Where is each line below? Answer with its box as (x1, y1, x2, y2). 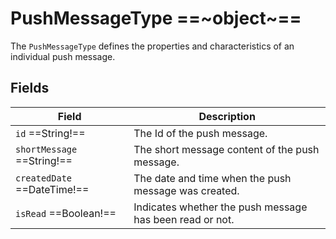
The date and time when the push (133, 171, 292, 185)
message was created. (133, 183, 240, 197)
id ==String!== (15, 126, 86, 140)
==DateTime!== (15, 182, 90, 196)
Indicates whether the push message (133, 200, 308, 214)
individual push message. (10, 50, 116, 62)
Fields (10, 80, 50, 97)
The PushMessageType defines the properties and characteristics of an (10, 40, 295, 52)
